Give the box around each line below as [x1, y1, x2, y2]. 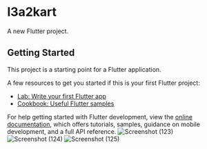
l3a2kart [7, 4, 57, 20]
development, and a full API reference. [7, 127, 117, 135]
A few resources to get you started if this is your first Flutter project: [7, 79, 200, 87]
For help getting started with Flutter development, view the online [7, 112, 193, 121]
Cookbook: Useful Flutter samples [17, 99, 115, 108]
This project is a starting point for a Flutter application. [7, 65, 161, 73]
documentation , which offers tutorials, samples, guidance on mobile [7, 120, 200, 128]
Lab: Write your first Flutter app [17, 92, 107, 100]
